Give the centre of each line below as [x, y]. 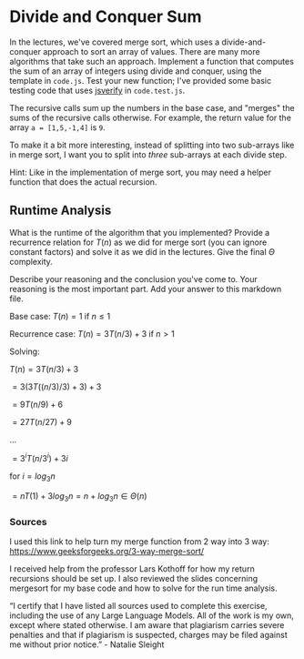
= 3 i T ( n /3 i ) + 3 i [40, 458]
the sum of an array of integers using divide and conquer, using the [136, 71]
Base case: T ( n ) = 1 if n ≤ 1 [60, 316]
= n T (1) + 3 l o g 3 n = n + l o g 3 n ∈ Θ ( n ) [80, 497]
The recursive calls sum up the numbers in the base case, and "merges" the [152, 107]
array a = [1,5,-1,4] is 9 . [58, 127]
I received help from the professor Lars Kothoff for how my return [132, 569]
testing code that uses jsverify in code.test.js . [97, 90]
